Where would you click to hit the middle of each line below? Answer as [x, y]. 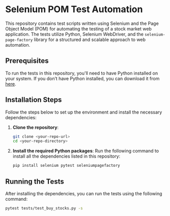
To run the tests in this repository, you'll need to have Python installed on [82, 73]
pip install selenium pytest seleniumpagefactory [66, 166]
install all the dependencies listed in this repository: [66, 156]
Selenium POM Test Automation [74, 9]
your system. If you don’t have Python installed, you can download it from [82, 78]
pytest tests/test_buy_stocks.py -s [44, 208]
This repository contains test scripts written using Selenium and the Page [82, 23]
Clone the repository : [36, 127]
